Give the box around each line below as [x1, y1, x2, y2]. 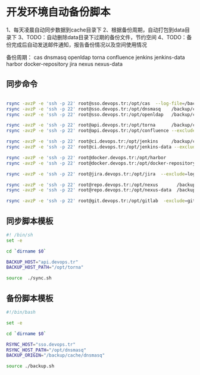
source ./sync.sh [6, 275, 52, 281]
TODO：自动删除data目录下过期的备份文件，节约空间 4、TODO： [26, 33, 187, 40]
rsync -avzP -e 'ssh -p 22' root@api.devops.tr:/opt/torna [6, 122, 156, 128]
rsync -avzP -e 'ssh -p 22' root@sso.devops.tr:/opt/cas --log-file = [6, 100, 185, 106]
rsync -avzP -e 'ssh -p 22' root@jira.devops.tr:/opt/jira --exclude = [6, 171, 187, 177]
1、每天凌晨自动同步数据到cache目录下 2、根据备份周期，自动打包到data [6, 26, 185, 33]
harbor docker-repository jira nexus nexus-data [6, 60, 123, 67]
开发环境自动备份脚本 [6, 5, 111, 19]
